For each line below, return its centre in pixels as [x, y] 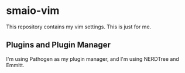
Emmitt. [15, 65]
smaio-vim [33, 11]
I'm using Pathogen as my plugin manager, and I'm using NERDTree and [93, 59]
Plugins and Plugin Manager [59, 45]
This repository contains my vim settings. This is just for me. [79, 27]
